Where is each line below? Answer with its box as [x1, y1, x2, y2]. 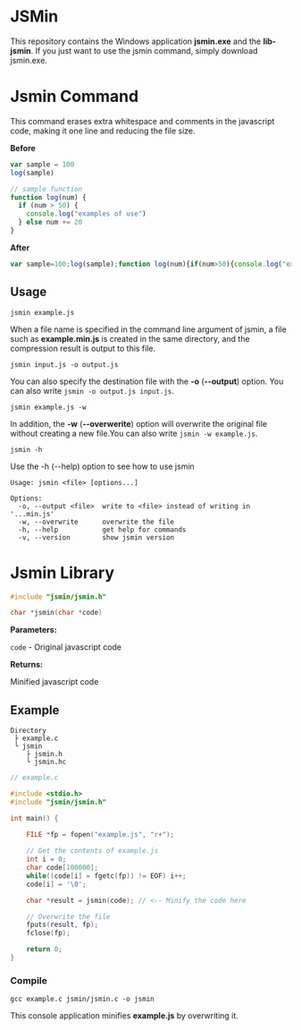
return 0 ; [26, 945, 63, 954]
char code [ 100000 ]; [26, 864, 99, 873]
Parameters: [10, 625, 57, 635]
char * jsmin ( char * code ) [10, 609, 103, 617]
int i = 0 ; [26, 855, 67, 864]
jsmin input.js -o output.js [10, 360, 119, 369]
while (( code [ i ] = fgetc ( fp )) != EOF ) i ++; [26, 871, 187, 881]
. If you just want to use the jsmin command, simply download [30, 45, 258, 55]
